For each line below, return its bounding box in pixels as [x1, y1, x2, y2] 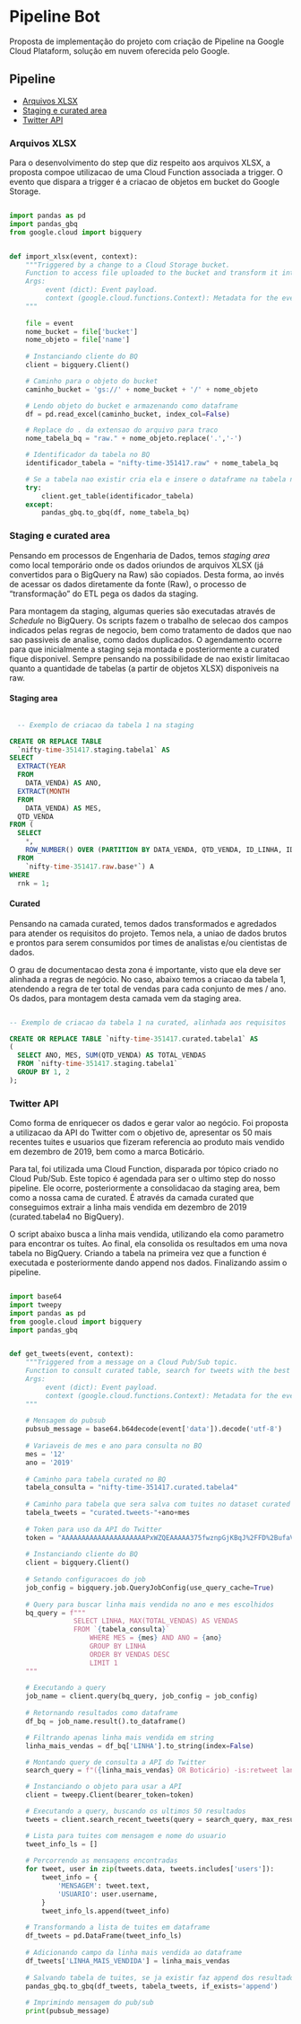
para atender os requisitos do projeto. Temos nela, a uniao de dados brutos [9, 928, 288, 938]
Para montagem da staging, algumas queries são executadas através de [9, 605, 276, 616]
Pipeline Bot [9, 6, 100, 27]
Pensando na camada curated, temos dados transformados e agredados [9, 918, 278, 928]
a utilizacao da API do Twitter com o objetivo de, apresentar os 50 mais [9, 1127, 272, 1138]
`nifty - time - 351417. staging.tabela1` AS [17, 745, 170, 754]
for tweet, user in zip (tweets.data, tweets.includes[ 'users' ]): [25, 1865, 275, 1874]
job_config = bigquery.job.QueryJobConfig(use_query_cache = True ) [25, 1583, 275, 1592]
